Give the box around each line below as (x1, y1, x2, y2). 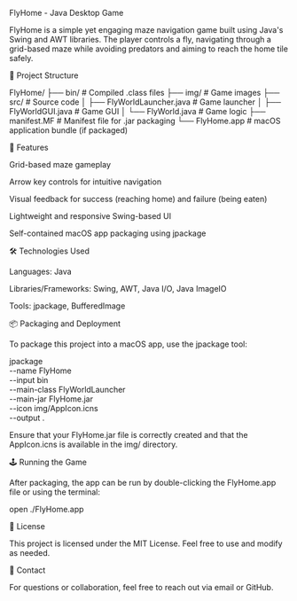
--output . (9, 412, 45, 423)
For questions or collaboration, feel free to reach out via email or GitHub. (9, 582, 274, 592)
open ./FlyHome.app (9, 504, 84, 514)
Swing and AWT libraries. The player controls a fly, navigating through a (9, 35, 272, 44)
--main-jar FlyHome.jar (9, 394, 94, 404)
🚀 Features (9, 142, 49, 152)
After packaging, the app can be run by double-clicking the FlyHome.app (9, 478, 277, 488)
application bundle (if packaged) (9, 125, 129, 136)
